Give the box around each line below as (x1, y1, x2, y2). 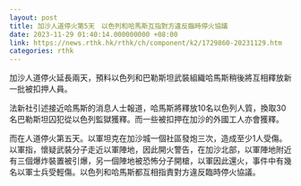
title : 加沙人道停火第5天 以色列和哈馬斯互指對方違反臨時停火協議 (9, 22, 228, 31)
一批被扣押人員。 (9, 84, 73, 94)
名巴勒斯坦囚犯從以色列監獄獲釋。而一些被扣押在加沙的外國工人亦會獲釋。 (9, 114, 284, 125)
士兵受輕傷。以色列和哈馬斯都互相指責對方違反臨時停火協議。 (32, 167, 261, 178)
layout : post (9, 13, 58, 22)
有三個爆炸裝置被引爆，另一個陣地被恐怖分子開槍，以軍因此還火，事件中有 (9, 155, 284, 166)
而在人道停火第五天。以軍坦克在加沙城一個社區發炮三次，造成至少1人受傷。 (9, 133, 288, 144)
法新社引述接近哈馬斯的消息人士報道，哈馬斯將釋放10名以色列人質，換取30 (9, 102, 287, 113)
